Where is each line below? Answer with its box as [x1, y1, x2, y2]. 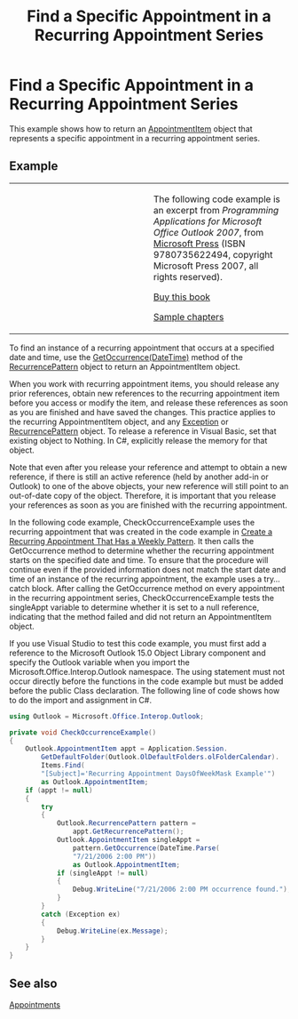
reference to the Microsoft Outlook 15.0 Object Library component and [9, 647, 266, 658]
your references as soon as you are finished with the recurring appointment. [9, 500, 288, 510]
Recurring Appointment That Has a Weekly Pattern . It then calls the [9, 535, 255, 546]
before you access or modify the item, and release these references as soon [9, 397, 288, 408]
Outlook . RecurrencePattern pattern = [56, 819, 197, 828]
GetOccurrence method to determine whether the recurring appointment [9, 545, 275, 556]
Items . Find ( [41, 761, 86, 770]
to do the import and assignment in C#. [9, 694, 153, 705]
